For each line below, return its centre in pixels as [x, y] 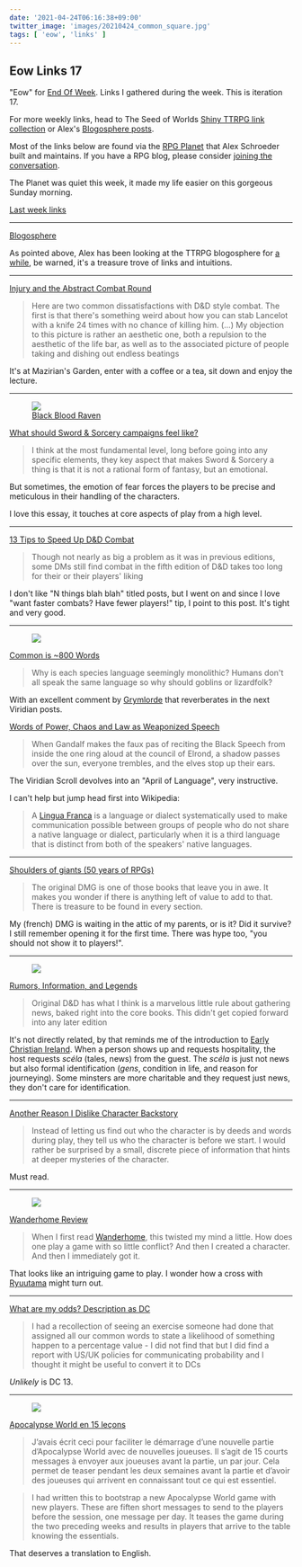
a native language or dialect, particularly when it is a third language [155, 835]
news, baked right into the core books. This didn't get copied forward [160, 1013]
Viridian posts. [36, 709]
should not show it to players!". [67, 943]
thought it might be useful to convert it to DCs [116, 1365]
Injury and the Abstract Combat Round [80, 289]
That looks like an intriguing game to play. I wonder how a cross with [136, 1274]
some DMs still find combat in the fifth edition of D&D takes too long [157, 566]
